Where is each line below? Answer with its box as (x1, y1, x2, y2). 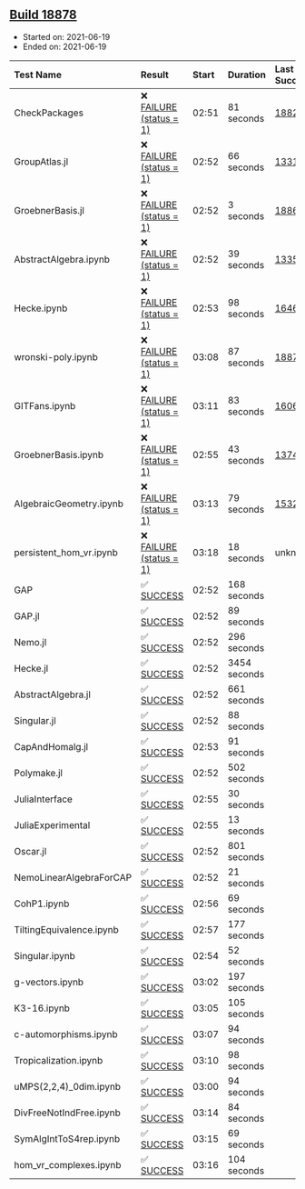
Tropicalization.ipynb (14, 1054, 103, 1066)
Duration (227, 68, 266, 81)
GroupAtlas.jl (14, 155, 69, 167)
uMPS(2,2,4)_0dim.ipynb (14, 1080, 121, 1093)
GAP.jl (14, 609, 40, 622)
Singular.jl (14, 714, 56, 726)
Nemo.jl (14, 635, 47, 648)
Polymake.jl (14, 766, 64, 779)
